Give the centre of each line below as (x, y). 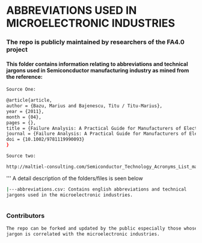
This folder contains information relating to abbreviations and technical (97, 64)
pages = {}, (21, 123)
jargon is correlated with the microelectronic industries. (83, 234)
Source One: (21, 90)
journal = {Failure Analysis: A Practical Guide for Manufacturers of (96, 134)
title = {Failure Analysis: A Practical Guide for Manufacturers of (94, 128)
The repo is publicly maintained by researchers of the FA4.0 (96, 42)
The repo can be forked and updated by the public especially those (94, 228)
